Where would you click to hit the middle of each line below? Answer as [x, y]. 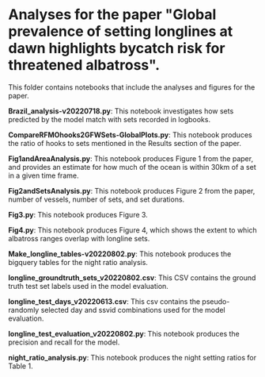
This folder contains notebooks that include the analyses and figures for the [132, 87]
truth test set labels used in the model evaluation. [88, 286]
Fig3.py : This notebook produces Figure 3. [78, 214]
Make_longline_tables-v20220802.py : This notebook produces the [120, 254]
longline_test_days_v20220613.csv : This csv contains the [104, 301]
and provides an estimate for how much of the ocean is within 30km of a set [132, 167]
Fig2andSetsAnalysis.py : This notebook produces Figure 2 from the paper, [132, 190]
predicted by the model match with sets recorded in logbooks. [110, 119]
